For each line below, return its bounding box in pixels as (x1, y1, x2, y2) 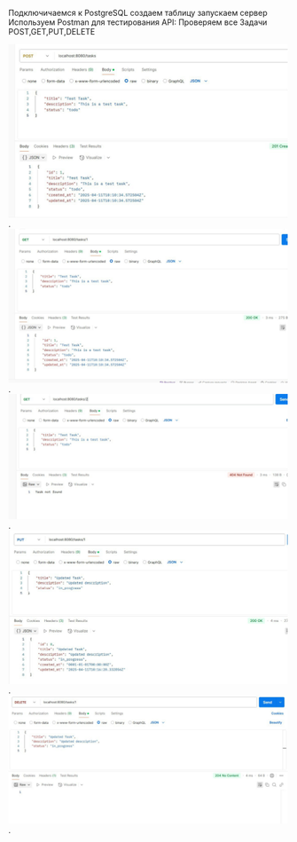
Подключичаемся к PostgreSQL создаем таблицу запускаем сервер (8, 8, 268, 18)
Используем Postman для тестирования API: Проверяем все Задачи (8, 17, 268, 28)
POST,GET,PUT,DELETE (8, 27, 96, 36)
